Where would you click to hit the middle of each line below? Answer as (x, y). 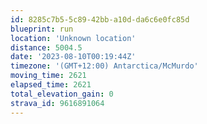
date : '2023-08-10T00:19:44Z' (73, 57)
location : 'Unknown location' (73, 38)
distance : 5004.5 (46, 47)
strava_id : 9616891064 (57, 103)
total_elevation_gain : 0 (62, 94)
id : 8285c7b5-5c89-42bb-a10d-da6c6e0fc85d (100, 19)
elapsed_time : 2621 (51, 85)
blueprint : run (42, 29)
